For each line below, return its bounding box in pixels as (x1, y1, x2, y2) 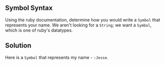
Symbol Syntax (5, 4, 53, 12)
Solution (5, 42, 32, 50)
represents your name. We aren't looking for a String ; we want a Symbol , (5, 22, 152, 28)
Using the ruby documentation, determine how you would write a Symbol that (5, 17, 161, 22)
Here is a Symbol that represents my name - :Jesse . (5, 54, 108, 60)
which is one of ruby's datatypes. (5, 27, 73, 33)
